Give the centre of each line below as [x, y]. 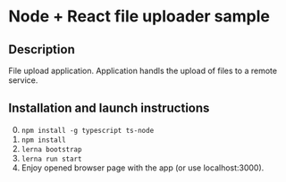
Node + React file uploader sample [139, 17]
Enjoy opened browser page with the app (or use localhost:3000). [143, 168]
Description [42, 50]
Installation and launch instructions [109, 108]
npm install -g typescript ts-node [88, 130]
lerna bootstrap [51, 149]
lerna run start [51, 159]
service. [23, 80]
